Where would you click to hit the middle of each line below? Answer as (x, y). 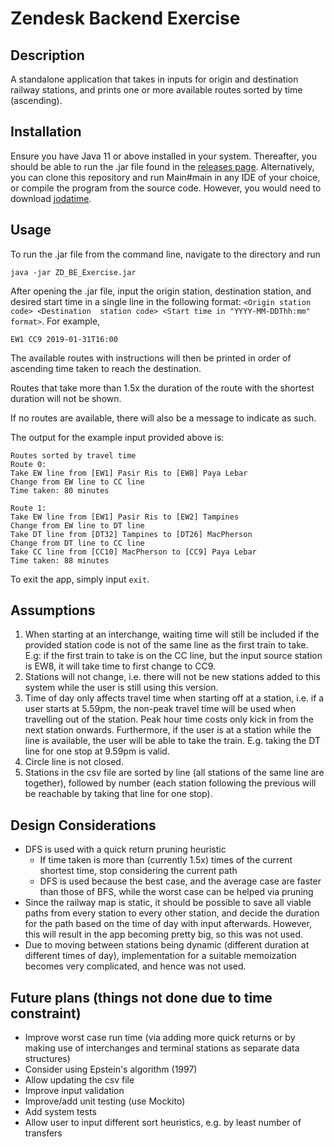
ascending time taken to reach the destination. (106, 368)
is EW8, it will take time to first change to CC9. (120, 666)
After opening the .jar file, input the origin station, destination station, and (161, 291)
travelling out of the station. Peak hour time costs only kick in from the (169, 719)
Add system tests (60, 1112)
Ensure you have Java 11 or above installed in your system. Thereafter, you (163, 156)
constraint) (46, 1013)
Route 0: (28, 464)
